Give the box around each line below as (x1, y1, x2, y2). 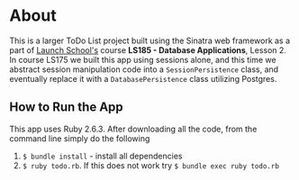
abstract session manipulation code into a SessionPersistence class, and (9, 64, 279, 75)
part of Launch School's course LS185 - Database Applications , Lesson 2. (9, 44, 286, 55)
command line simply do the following (9, 132, 150, 144)
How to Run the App (9, 100, 123, 115)
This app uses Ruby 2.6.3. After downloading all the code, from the (9, 123, 258, 134)
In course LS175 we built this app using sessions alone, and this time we (9, 54, 276, 65)
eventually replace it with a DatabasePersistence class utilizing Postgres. (9, 73, 277, 84)
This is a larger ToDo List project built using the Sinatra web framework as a (9, 35, 291, 46)
